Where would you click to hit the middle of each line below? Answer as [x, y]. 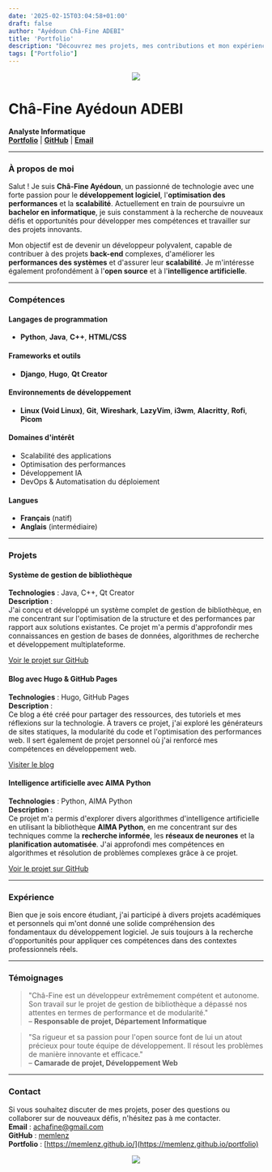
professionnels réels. [43, 949]
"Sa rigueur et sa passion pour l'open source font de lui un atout [135, 1037]
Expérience [31, 897]
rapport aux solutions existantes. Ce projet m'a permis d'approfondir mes [131, 627]
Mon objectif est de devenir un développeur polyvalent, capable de [120, 245]
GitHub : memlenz [39, 1135]
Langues [23, 500]
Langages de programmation [58, 319]
